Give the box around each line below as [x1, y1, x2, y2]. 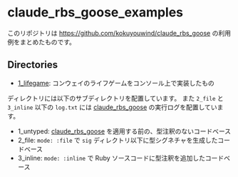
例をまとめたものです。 [7, 37, 76, 46]
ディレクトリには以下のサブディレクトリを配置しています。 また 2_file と [7, 93, 224, 102]
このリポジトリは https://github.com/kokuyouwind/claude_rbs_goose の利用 [7, 29, 232, 37]
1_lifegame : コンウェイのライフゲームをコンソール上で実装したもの [17, 79, 215, 87]
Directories [7, 59, 58, 71]
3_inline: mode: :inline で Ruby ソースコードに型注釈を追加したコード [17, 153, 224, 162]
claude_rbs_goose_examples [7, 4, 184, 21]
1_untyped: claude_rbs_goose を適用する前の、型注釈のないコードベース [17, 126, 232, 136]
